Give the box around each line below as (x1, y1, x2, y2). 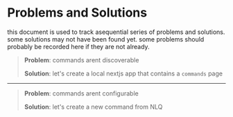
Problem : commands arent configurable (24, 89, 139, 98)
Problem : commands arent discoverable (24, 55, 139, 64)
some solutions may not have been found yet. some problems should (7, 35, 205, 43)
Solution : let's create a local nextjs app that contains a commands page (24, 69, 223, 78)
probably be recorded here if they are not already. (7, 42, 150, 51)
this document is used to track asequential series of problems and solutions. (7, 28, 225, 36)
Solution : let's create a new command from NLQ (24, 102, 163, 111)
